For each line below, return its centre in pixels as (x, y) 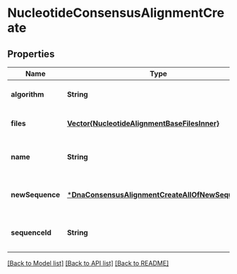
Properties (31, 54)
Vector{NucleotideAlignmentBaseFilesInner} (143, 123)
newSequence (36, 195)
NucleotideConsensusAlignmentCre (116, 13)
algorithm (28, 94)
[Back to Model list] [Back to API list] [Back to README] (88, 263)
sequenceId (31, 232)
